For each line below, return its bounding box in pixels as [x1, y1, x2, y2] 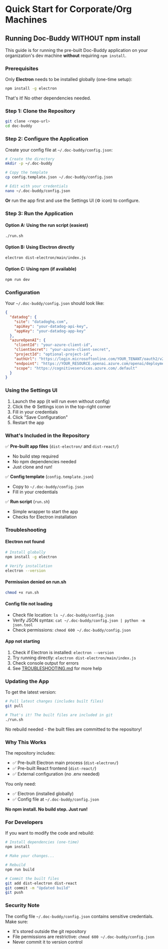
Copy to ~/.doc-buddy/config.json [12, 483, 84, 489]
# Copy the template [5, 170, 48, 175]
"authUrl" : [14, 356, 37, 361]
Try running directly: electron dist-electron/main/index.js [12, 655, 136, 661]
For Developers [5, 819, 43, 826]
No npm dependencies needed [12, 458, 76, 464]
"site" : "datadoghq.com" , [14, 319, 68, 324]
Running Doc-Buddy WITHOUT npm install [5, 34, 140, 42]
